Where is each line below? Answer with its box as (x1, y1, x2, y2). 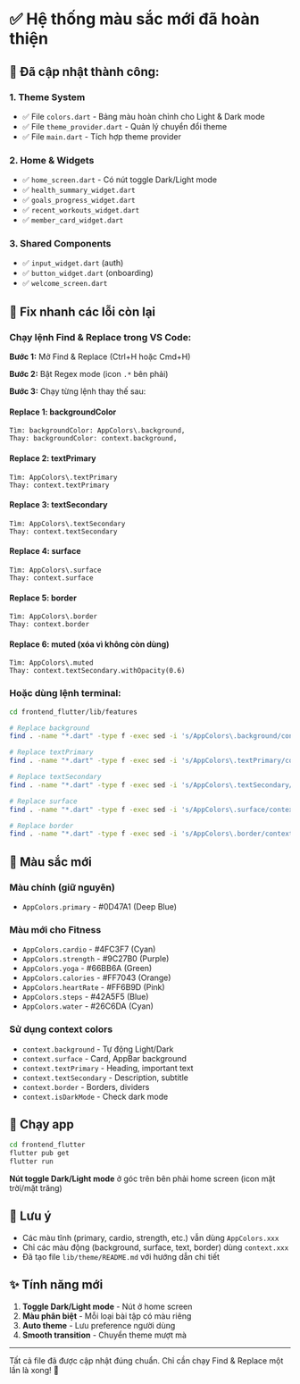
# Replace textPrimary (9, 748, 94, 757)
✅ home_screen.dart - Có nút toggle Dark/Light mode (21, 174, 217, 185)
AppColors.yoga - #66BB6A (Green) (21, 963, 153, 974)
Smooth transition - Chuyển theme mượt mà (21, 1329, 187, 1340)
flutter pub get (9, 1149, 70, 1158)
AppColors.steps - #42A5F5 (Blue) (21, 992, 149, 1002)
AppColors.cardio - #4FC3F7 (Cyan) (21, 944, 156, 955)
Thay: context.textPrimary (9, 481, 110, 490)
